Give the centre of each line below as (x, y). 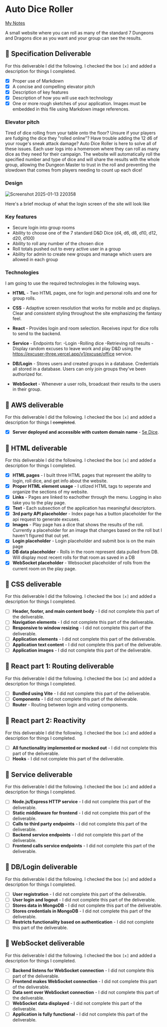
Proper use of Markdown (38, 81)
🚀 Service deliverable (39, 775)
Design (14, 183)
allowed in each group (35, 259)
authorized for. (27, 374)
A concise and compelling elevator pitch (54, 87)
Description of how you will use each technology (63, 98)
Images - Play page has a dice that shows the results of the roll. (78, 525)
